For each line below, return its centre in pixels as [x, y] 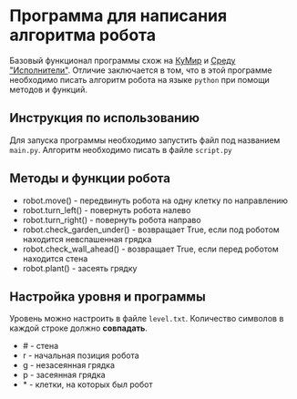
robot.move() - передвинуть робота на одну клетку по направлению [155, 200]
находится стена [55, 258]
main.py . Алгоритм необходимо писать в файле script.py [121, 149]
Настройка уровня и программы [108, 297]
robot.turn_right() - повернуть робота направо [112, 220]
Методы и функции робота [90, 179]
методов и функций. [49, 89]
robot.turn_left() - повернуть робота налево [107, 210]
